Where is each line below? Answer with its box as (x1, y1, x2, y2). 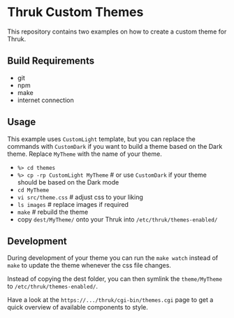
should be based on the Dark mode (17, 178, 119, 186)
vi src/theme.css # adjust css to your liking (17, 193, 143, 201)
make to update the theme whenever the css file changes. (7, 261, 171, 270)
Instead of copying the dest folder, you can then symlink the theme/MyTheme (7, 275, 222, 283)
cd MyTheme (17, 187, 50, 194)
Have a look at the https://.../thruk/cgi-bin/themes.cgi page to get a (7, 296, 214, 304)
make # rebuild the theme (17, 208, 89, 216)
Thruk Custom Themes (7, 4, 144, 20)
